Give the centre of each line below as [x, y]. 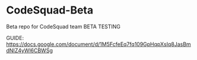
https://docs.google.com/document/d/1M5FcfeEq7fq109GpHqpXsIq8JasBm [99, 44]
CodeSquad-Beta [50, 10]
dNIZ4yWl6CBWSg [30, 50]
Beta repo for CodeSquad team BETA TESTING [63, 26]
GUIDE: [15, 38]
